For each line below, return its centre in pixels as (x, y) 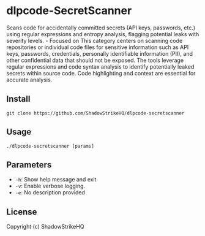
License (22, 212)
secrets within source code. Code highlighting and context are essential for (101, 73)
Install (18, 99)
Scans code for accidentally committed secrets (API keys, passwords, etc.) (101, 28)
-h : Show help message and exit (56, 180)
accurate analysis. (29, 80)
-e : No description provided (50, 192)
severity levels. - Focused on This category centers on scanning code (95, 40)
